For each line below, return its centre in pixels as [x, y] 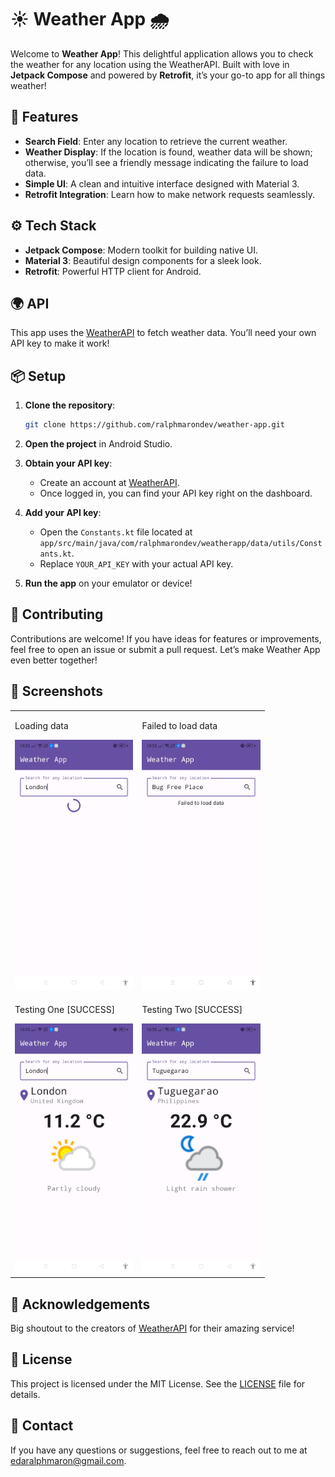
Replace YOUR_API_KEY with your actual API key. [136, 564]
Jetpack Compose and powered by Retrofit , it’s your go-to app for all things [168, 75]
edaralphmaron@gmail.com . [68, 1460]
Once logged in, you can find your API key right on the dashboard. [176, 493]
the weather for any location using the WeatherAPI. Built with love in [150, 64]
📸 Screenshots [57, 691]
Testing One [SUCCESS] [65, 1009]
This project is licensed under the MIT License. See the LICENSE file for [158, 1383]
